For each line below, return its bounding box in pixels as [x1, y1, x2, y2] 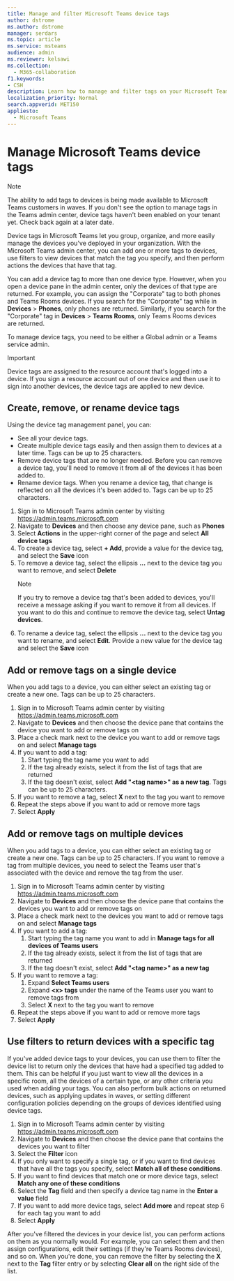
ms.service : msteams [7, 43, 68, 50]
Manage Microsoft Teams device [7, 144, 201, 160]
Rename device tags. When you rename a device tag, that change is [17, 479, 213, 487]
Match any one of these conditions [17, 1179, 120, 1187]
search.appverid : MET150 [7, 101, 79, 108]
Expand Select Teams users [27, 979, 110, 986]
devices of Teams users [27, 942, 99, 949]
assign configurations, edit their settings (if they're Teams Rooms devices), [7, 1244, 223, 1253]
